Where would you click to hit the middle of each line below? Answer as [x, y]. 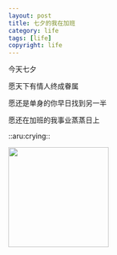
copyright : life [35, 46]
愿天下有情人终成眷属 [43, 86]
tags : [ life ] [30, 38]
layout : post [30, 16]
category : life [34, 30]
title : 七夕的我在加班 [42, 23]
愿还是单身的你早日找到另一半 [57, 103]
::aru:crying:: [29, 136]
